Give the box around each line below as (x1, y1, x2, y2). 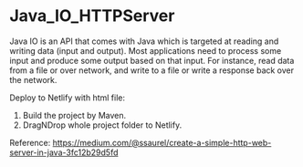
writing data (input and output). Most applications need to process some (9, 45, 282, 56)
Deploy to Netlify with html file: (9, 92, 126, 103)
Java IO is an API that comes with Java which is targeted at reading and (9, 36, 279, 47)
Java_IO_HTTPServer (9, 5, 175, 26)
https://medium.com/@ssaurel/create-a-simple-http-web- (52, 137, 272, 148)
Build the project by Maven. (22, 110, 127, 120)
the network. (9, 74, 57, 85)
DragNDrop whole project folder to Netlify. (22, 120, 183, 130)
